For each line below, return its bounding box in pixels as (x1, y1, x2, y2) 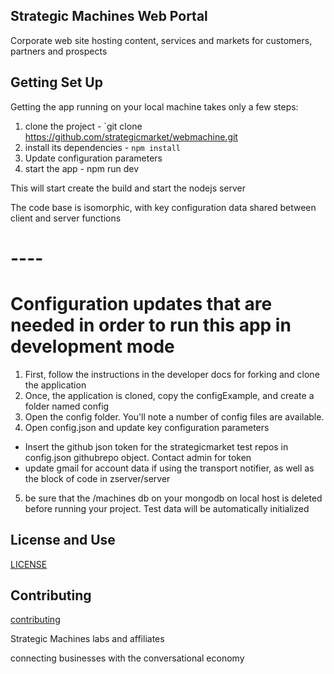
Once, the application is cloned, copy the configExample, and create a (24, 389, 315, 401)
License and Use (10, 532, 116, 549)
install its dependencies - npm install (24, 141, 181, 153)
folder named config (24, 400, 110, 412)
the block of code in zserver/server (24, 472, 171, 484)
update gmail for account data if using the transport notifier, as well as (24, 462, 315, 474)
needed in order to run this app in (10, 314, 292, 336)
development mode (10, 335, 175, 358)
